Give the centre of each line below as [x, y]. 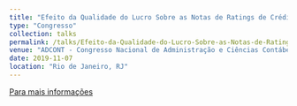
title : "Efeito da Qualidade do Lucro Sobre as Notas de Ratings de [138, 17]
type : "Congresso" [43, 26]
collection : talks [43, 34]
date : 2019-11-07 [41, 58]
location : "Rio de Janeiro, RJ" [69, 67]
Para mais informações [51, 91]
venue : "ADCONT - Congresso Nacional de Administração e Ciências [134, 50]
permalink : [29, 42]
